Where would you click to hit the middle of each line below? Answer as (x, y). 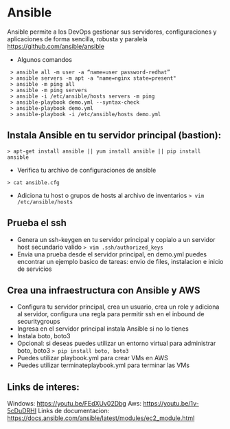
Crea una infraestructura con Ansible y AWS (104, 290)
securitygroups (38, 322)
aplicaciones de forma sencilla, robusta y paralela (77, 38)
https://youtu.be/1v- (171, 404)
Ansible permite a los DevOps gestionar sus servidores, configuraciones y (112, 32)
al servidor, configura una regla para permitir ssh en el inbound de (111, 314)
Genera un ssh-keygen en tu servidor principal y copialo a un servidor (116, 239)
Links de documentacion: (73, 411)
